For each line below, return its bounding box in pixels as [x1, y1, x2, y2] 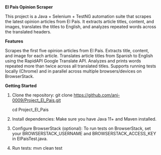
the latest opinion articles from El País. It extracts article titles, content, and [5, 19, 154, 24]
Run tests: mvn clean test [12, 145, 63, 151]
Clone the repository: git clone [12, 92, 73, 98]
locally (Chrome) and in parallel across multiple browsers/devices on [5, 68, 142, 74]
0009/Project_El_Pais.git [12, 97, 61, 103]
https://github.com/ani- [73, 92, 120, 98]
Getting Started [5, 83, 37, 89]
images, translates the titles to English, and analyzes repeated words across [5, 24, 156, 30]
